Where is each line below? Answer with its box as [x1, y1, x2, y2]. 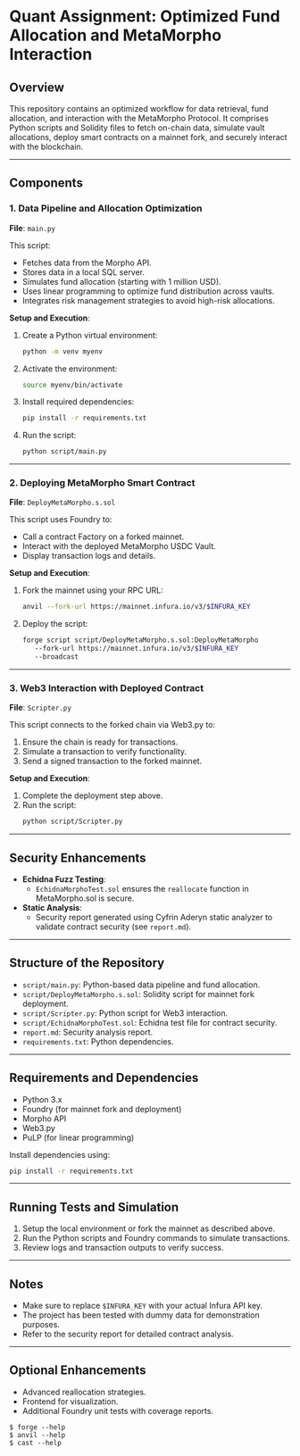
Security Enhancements [9, 850, 146, 865]
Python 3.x [21, 1094, 62, 1104]
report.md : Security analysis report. [21, 1027, 154, 1037]
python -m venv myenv [21, 346, 103, 356]
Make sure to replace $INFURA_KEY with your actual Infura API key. [21, 1301, 263, 1311]
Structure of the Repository [9, 955, 165, 970]
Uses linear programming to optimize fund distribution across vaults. [21, 286, 275, 296]
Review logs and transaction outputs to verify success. [21, 1243, 225, 1253]
